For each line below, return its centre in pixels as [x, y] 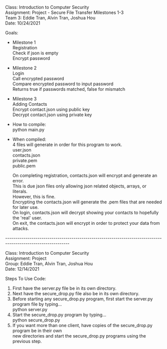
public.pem [24, 166]
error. [18, 181]
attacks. [20, 228]
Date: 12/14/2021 [22, 269]
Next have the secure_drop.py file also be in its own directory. [76, 293]
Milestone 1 [24, 42]
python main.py [28, 130]
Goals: [12, 33]
